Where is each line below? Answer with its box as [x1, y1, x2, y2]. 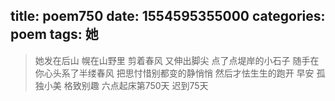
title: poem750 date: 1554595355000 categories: [10, 8, 326, 25]
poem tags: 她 [10, 26, 99, 43]
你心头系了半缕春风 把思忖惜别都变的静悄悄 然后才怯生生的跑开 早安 [34, 67, 315, 79]
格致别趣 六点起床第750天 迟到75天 [63, 79, 209, 91]
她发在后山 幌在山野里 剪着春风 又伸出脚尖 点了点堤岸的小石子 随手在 [34, 54, 320, 66]
